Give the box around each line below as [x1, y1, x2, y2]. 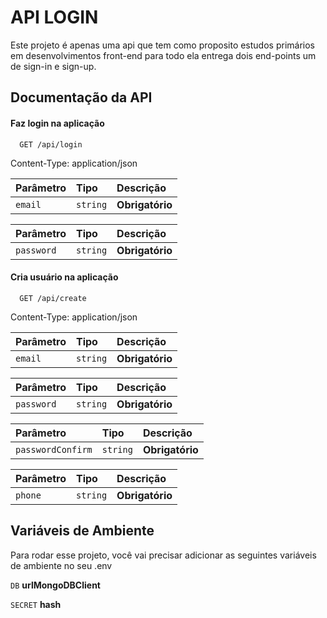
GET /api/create [19, 293, 87, 303]
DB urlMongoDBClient [10, 579, 101, 591]
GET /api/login [19, 139, 83, 150]
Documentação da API [10, 89, 153, 106]
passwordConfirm [15, 444, 93, 455]
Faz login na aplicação [10, 117, 105, 129]
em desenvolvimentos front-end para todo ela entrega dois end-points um [10, 49, 317, 61]
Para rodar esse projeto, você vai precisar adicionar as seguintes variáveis [10, 549, 317, 561]
